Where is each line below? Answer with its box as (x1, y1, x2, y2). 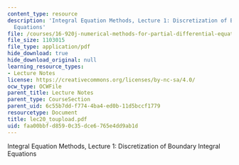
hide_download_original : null (7, 57, 97, 64)
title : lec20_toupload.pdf (7, 115, 87, 123)
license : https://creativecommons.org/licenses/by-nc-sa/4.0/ (7, 76, 196, 84)
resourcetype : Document (7, 109, 78, 116)
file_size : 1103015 (7, 37, 65, 44)
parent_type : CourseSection (7, 96, 91, 103)
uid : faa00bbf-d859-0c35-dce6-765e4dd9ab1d (7, 122, 139, 130)
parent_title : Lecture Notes (7, 89, 94, 96)
